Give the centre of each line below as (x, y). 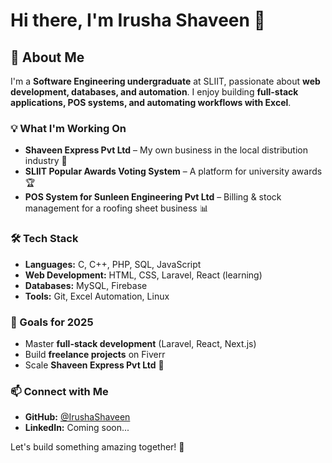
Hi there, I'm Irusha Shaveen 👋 (138, 20)
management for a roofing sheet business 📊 (116, 208)
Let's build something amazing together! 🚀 (97, 447)
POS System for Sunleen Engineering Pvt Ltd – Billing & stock (153, 197)
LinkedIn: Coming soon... (77, 428)
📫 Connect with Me (59, 391)
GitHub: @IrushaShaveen (77, 417)
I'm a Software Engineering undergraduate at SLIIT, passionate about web (165, 81)
